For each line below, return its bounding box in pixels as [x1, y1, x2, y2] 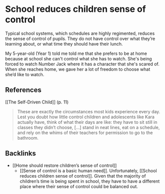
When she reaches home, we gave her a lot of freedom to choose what [5, 66, 150, 72]
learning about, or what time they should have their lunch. [5, 41, 123, 47]
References [5, 86, 42, 95]
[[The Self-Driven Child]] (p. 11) [5, 99, 69, 105]
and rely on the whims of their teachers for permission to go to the [17, 130, 153, 136]
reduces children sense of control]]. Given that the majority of [19, 173, 146, 179]
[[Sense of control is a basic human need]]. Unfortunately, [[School [19, 167, 157, 174]
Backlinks [5, 149, 36, 158]
